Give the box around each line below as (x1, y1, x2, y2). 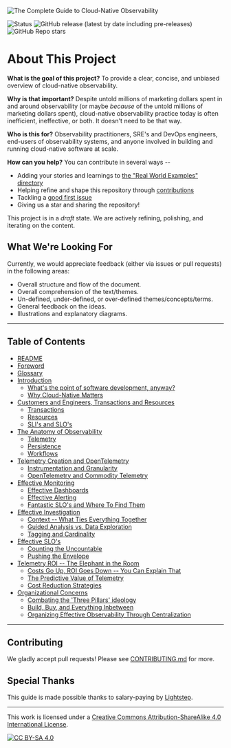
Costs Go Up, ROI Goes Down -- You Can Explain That (27, 566, 181, 574)
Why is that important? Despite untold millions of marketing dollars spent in (7, 94, 223, 103)
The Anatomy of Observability (16, 427, 102, 435)
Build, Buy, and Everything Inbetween (27, 603, 134, 611)
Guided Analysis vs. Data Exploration (27, 522, 133, 530)
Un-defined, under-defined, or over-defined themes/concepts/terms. (16, 295, 213, 303)
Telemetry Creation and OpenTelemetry (16, 457, 129, 465)
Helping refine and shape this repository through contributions (16, 186, 195, 194)
